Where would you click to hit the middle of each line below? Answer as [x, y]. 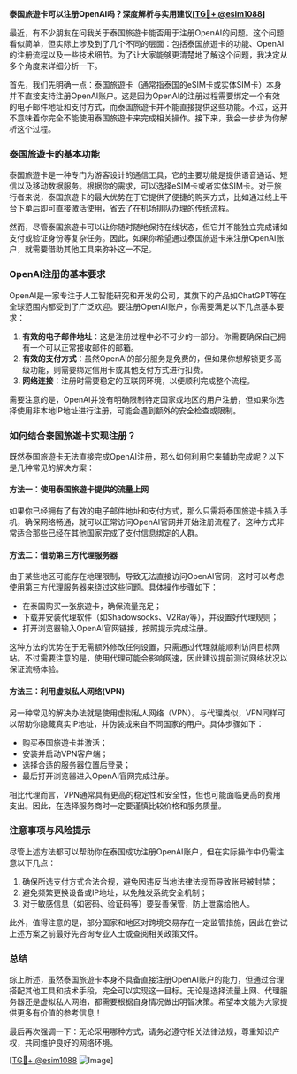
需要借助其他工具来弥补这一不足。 [94, 249]
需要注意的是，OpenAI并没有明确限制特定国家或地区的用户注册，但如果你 [143, 399]
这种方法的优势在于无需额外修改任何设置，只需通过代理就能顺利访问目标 [141, 647]
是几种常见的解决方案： [52, 467]
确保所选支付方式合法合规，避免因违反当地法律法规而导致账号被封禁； [150, 881]
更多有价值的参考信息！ [59, 1013]
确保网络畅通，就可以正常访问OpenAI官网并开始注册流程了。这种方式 [150, 522]
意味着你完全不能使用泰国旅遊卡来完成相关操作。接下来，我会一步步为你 [148, 118]
